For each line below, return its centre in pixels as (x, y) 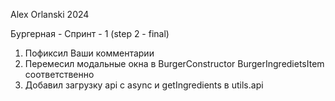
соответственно (59, 74)
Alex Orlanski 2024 (50, 14)
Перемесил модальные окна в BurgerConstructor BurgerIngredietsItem (174, 63)
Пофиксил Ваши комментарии (89, 53)
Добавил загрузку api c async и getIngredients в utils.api (144, 85)
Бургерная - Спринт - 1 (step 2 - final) (90, 33)
